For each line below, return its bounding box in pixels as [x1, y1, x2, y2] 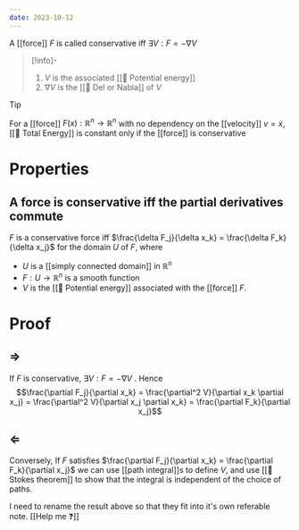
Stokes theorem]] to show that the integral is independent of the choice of [9, 475, 282, 485]
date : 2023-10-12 [9, 13, 74, 22]
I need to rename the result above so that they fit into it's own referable [9, 501, 270, 512]
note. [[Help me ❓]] [9, 511, 79, 522]
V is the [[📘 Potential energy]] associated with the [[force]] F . [21, 282, 247, 293]
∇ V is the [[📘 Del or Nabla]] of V [44, 81, 162, 92]
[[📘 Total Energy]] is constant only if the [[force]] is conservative [9, 128, 246, 139]
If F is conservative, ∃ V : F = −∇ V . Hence [9, 373, 163, 383]
